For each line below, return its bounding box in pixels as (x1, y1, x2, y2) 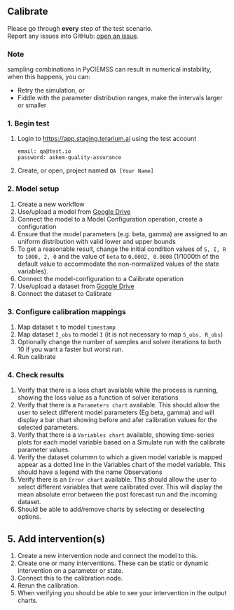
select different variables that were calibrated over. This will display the (17, 483, 223, 492)
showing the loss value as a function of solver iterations (17, 393, 179, 402)
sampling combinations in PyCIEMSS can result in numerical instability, (7, 65, 212, 74)
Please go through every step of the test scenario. (7, 24, 153, 32)
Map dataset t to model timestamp (17, 323, 116, 331)
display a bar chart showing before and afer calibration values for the (17, 416, 217, 424)
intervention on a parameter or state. (17, 567, 124, 575)
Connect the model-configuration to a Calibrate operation (17, 274, 184, 283)
